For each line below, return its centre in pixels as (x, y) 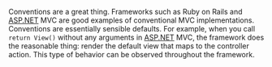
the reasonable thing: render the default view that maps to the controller (129, 46)
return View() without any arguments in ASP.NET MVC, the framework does (136, 37)
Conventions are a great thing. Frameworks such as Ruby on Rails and (125, 12)
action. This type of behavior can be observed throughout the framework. (132, 54)
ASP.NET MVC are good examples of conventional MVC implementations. (131, 20)
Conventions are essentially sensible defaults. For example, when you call (132, 29)
